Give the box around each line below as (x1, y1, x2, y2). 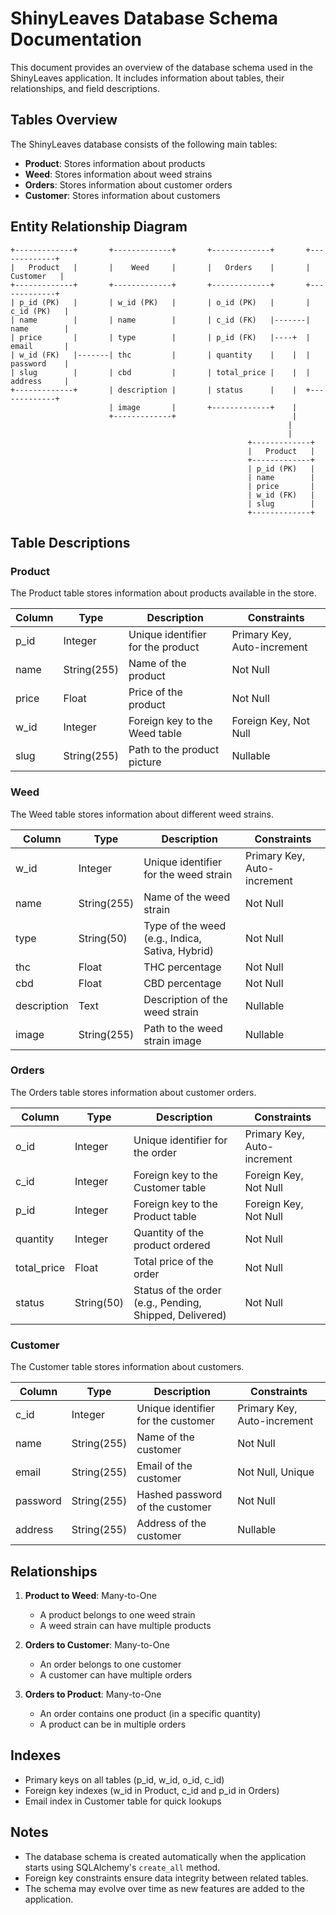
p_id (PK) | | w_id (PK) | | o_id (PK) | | (19, 297, 311, 307)
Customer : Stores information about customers (24, 189, 221, 201)
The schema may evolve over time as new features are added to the (24, 1882, 305, 1894)
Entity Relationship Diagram (10, 218, 188, 236)
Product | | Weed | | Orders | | (28, 262, 311, 272)
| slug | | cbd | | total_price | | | (10, 367, 311, 377)
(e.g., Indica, (143, 931, 202, 945)
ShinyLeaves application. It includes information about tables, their (10, 72, 285, 84)
